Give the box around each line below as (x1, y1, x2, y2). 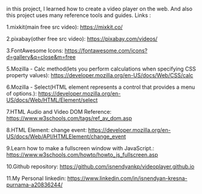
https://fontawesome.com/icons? (64, 47, 148, 54)
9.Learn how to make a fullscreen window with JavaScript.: (6, 145, 155, 151)
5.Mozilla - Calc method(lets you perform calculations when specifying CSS (6, 65, 197, 72)
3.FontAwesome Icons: (6, 47, 64, 54)
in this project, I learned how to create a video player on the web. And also (6, 5, 193, 12)
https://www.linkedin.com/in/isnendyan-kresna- (67, 175, 187, 182)
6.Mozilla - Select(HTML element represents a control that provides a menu (6, 83, 195, 91)
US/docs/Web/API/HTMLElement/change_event (6, 133, 127, 140)
